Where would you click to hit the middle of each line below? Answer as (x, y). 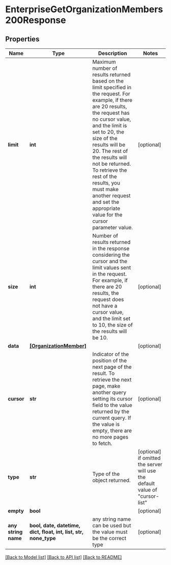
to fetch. (102, 443)
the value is (106, 424)
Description (113, 53)
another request (111, 196)
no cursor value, (112, 119)
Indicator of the (111, 354)
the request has (111, 113)
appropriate (106, 208)
